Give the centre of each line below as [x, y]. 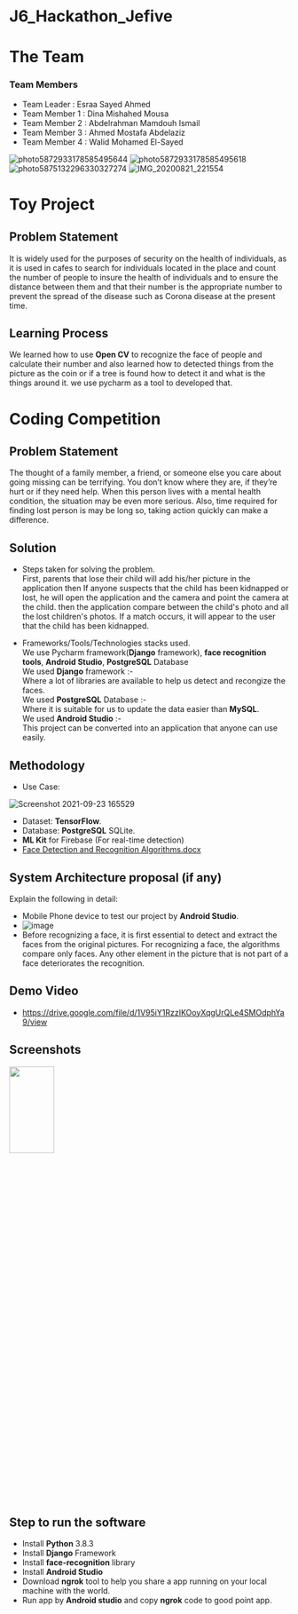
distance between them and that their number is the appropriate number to [146, 287]
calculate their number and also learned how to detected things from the [141, 364]
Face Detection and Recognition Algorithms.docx [111, 850]
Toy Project [52, 204]
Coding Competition [85, 419]
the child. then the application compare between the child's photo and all [155, 607]
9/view [35, 1022]
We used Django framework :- [78, 671]
